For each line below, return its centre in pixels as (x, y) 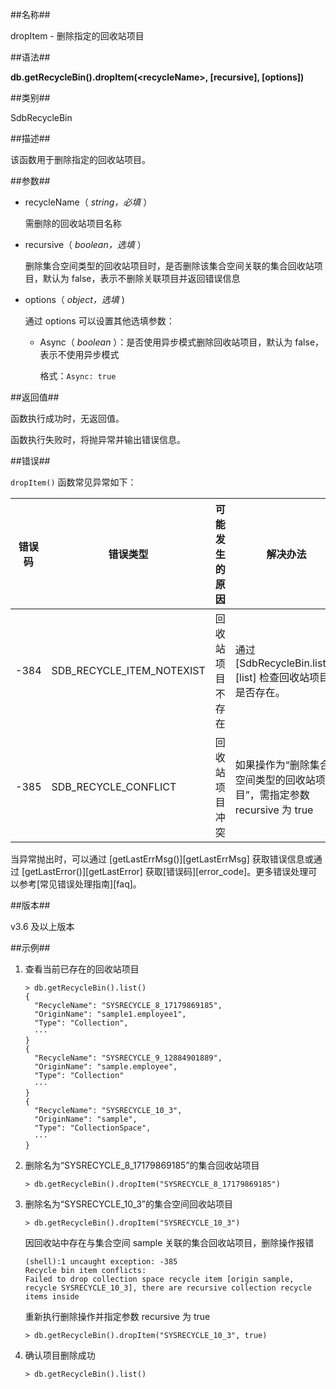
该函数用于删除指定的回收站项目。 (80, 159)
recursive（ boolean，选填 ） (85, 244)
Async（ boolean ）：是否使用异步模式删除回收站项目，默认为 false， (182, 342)
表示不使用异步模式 (79, 354)
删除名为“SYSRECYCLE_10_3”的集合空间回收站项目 (128, 1204)
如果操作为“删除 (272, 765)
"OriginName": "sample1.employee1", (110, 1014)
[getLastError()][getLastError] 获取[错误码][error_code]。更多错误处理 (165, 871)
